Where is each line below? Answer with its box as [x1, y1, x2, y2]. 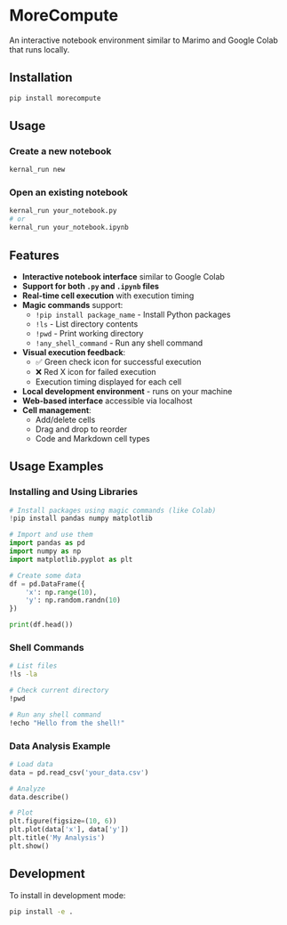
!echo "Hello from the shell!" [9, 718, 125, 727]
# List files [9, 661, 58, 670]
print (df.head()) [9, 621, 74, 629]
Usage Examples [9, 459, 104, 475]
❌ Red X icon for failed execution [35, 366, 157, 377]
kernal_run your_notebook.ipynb [9, 223, 129, 232]
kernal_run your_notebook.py [9, 207, 117, 215]
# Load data [9, 759, 53, 768]
